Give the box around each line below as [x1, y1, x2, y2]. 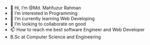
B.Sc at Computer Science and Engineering [10, 34, 101, 40]
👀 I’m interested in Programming [10, 10, 78, 16]
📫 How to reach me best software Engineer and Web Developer [10, 27, 145, 32]
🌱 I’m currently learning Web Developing [10, 16, 95, 21]
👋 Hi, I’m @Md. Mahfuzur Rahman [10, 5, 81, 11]
